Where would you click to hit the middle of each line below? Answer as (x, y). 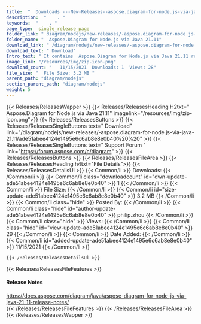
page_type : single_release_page (48, 28)
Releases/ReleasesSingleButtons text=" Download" (69, 126)
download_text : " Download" (41, 51)
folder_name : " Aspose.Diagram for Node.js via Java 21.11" (84, 40)
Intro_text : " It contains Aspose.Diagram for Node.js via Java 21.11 (97, 56)
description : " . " (36, 17)
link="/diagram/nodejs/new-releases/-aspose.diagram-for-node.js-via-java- (100, 132)
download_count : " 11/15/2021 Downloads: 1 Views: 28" (81, 67)
